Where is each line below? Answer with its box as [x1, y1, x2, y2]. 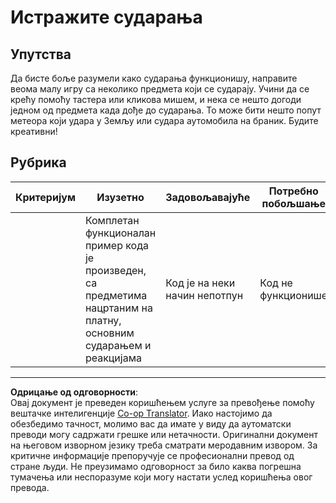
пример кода [84, 238, 149, 252]
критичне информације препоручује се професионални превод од [10, 449, 295, 461]
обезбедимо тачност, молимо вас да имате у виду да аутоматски [10, 417, 292, 430]
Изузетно [96, 190, 145, 204]
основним [84, 326, 135, 340]
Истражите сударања [10, 6, 203, 29]
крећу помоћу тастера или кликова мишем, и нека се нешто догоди [10, 94, 302, 105]
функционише [259, 288, 328, 302]
